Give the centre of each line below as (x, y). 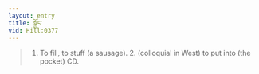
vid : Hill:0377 (33, 30)
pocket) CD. (59, 61)
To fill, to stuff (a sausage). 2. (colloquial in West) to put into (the (145, 53)
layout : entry (32, 16)
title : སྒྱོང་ (25, 23)
